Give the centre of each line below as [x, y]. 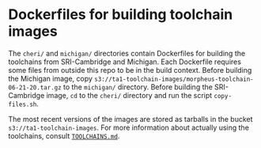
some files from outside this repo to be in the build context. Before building [130, 70]
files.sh [23, 104]
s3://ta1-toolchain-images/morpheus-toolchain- [174, 79]
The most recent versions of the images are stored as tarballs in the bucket [130, 119]
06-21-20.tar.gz [35, 87]
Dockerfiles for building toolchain [121, 15]
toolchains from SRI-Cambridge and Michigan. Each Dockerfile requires [125, 62]
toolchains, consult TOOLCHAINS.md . [64, 135]
